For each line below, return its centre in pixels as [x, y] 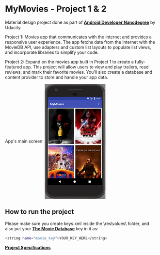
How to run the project [40, 212]
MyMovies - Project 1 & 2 [56, 9]
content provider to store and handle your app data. [56, 77]
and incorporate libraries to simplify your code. [52, 52]
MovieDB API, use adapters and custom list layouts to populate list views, [78, 47]
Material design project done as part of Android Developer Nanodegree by [80, 22]
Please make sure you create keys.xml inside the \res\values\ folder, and [77, 223]
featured [14, 67]
